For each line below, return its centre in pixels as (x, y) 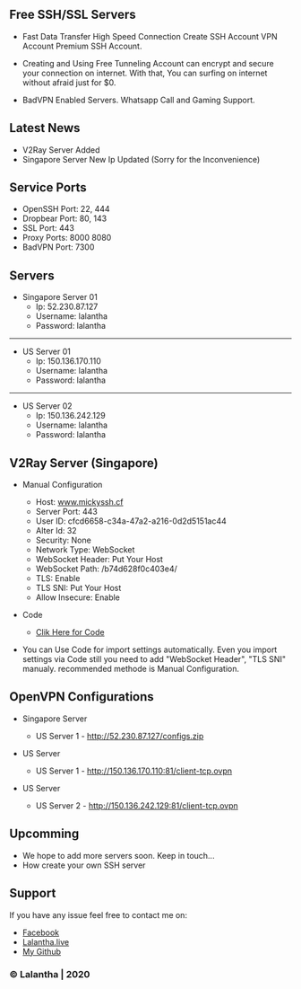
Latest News (45, 128)
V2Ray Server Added (61, 150)
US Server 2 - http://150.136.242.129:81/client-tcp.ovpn (137, 805)
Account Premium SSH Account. (82, 46)
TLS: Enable (58, 578)
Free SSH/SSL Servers (73, 15)
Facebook (41, 932)
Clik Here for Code (70, 632)
